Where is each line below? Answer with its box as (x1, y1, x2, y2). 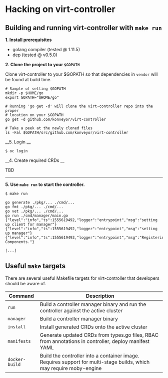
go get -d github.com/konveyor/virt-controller (5, 117, 106, 122)
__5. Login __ (5, 139, 31, 145)
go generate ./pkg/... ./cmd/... (5, 200, 75, 205)
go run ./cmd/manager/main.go (5, 213, 68, 218)
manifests (7, 338, 31, 344)
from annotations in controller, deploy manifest (39, 337, 150, 344)
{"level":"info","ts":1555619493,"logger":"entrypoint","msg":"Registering (5, 235, 166, 240)
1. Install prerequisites (5, 37, 52, 43)
